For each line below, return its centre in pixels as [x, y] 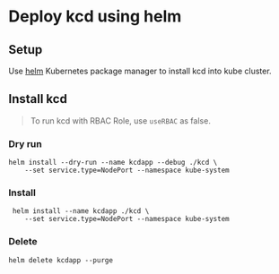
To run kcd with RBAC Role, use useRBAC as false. [121, 120]
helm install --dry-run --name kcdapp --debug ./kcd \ [113, 163]
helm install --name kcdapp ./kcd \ [81, 211]
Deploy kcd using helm [95, 17]
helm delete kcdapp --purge [61, 260]
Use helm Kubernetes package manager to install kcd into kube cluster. [140, 71]
